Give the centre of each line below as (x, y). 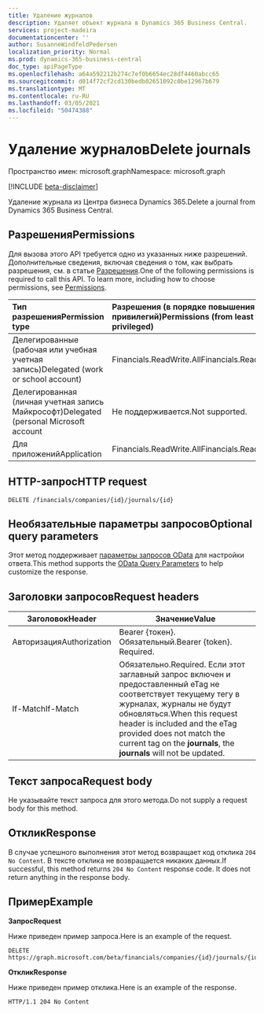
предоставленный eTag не (169, 684)
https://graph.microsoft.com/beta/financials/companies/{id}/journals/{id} (135, 957)
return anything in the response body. (69, 877)
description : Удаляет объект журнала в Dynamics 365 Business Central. (128, 23)
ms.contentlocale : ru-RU (49, 96)
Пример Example (51, 902)
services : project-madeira (52, 30)
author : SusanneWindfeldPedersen (63, 45)
